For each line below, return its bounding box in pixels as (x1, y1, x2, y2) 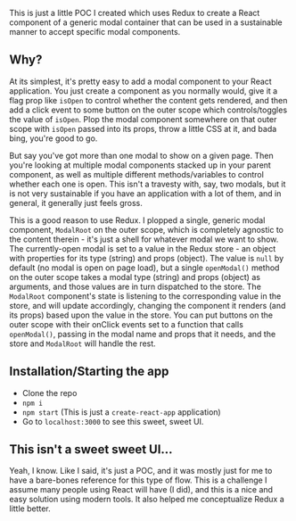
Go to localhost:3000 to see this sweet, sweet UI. (21, 416, 204, 426)
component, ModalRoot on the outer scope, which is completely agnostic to (9, 224, 284, 235)
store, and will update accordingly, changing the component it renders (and (9, 300, 286, 310)
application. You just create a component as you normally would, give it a (9, 85, 278, 96)
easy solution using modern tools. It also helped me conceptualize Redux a (9, 494, 284, 505)
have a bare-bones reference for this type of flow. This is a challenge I (9, 475, 267, 485)
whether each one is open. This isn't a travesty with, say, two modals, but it (9, 178, 286, 189)
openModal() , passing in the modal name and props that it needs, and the (9, 328, 276, 339)
